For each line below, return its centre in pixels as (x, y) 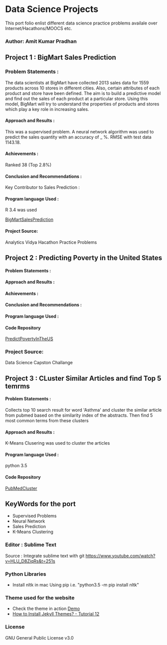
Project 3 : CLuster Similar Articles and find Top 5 (83, 378)
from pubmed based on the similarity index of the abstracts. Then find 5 (79, 415)
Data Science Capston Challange (39, 363)
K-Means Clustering (33, 532)
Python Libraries (26, 574)
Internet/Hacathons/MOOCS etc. (39, 28)
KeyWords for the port (41, 504)
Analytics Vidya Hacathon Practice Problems (51, 242)
